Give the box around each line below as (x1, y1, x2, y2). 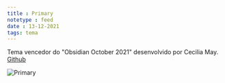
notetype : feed (7, 16, 53, 23)
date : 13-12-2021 (7, 23, 59, 29)
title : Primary (7, 10, 53, 17)
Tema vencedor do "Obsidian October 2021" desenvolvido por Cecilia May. (7, 48, 219, 56)
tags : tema (7, 29, 38, 36)
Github (7, 56, 26, 64)
